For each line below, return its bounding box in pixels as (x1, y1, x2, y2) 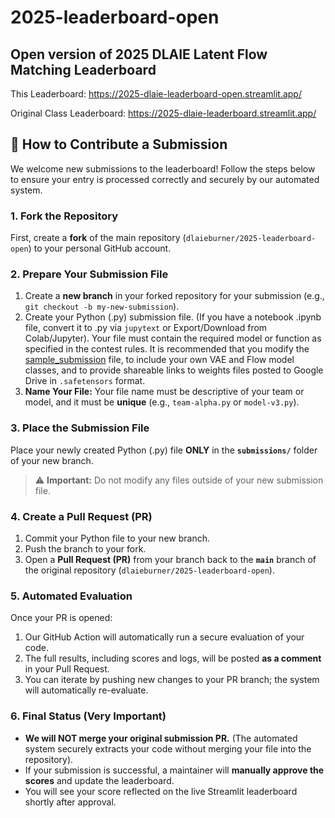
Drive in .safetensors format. (24, 375, 146, 387)
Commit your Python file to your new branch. (24, 532, 210, 544)
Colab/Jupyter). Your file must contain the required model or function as (24, 332, 322, 345)
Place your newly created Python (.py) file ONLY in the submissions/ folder (10, 444, 318, 456)
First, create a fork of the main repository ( (10, 232, 187, 244)
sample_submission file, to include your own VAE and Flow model (24, 354, 295, 366)
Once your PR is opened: (10, 612, 113, 624)
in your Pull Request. (24, 663, 110, 675)
